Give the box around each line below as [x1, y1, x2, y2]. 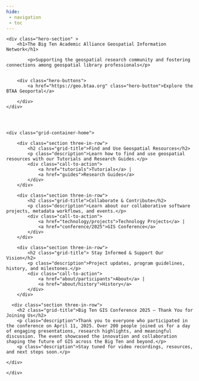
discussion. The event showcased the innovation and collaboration [6, 333, 178, 340]
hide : [6, 8, 20, 15]
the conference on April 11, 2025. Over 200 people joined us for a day [6, 323, 191, 329]
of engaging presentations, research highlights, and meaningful [6, 329, 172, 334]
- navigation [8, 14, 42, 20]
